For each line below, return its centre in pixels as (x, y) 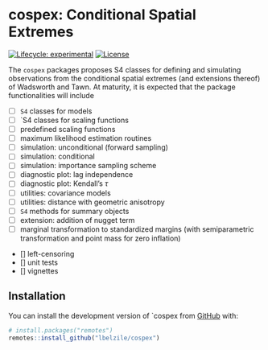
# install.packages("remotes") (61, 330)
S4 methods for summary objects (74, 211)
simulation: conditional (57, 156)
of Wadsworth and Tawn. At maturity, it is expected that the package (122, 87)
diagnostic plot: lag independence (76, 175)
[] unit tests (39, 262)
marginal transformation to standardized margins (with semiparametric (137, 229)
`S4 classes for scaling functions (74, 120)
